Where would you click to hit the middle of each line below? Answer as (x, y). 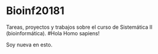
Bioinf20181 (35, 11)
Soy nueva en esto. (29, 45)
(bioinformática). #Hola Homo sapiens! (53, 33)
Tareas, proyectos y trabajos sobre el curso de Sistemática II (79, 27)
